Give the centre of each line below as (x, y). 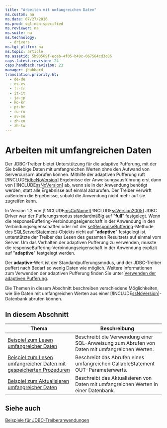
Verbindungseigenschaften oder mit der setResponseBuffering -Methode (80, 227)
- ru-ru (18, 112)
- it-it (18, 93)
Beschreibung (117, 328)
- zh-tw (18, 126)
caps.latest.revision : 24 (32, 61)
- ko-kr (18, 103)
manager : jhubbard (24, 70)
